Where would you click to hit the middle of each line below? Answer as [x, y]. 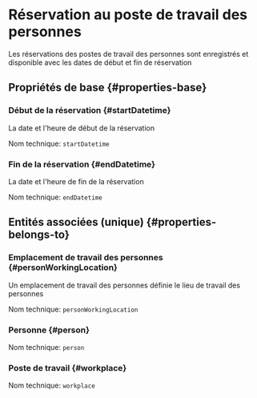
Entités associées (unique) [76, 222]
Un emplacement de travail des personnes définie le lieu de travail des [124, 285]
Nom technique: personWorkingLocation [73, 309]
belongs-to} [39, 235]
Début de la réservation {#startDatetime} [90, 111]
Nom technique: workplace [52, 385]
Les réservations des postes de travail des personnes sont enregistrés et [128, 54]
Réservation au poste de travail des [128, 15]
